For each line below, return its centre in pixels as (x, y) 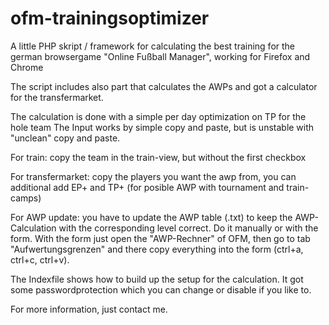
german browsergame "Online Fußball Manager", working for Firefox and (160, 56)
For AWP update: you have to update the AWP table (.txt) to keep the (151, 217)
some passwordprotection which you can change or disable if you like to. (161, 289)
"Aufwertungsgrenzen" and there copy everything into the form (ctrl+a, (157, 249)
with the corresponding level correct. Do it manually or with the (188, 228)
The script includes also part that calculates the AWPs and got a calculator (164, 86)
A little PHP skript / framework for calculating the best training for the (152, 46)
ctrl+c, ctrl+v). (40, 259)
